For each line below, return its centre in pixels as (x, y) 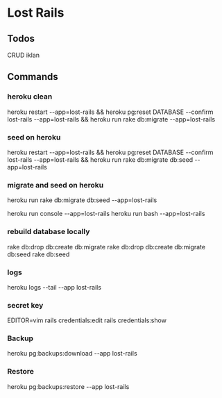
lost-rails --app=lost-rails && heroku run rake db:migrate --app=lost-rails (111, 119)
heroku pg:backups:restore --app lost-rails (68, 386)
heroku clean (30, 97)
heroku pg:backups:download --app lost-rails (72, 354)
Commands (33, 77)
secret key (25, 305)
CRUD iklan (24, 55)
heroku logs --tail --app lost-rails (54, 287)
